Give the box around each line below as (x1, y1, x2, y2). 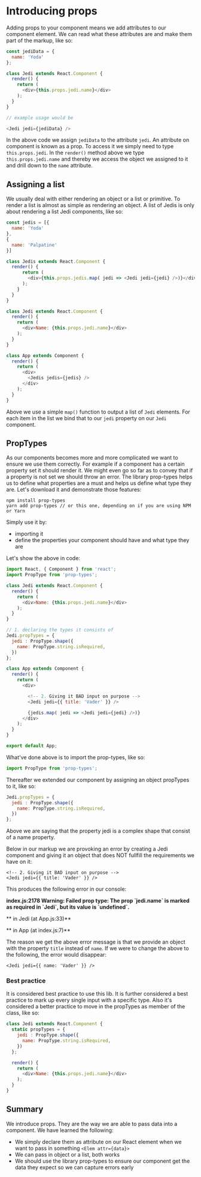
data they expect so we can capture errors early (14, 1163, 134, 1171)
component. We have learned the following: (6, 1127, 114, 1134)
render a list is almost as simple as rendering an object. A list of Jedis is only (6, 202, 194, 209)
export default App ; (6, 743, 58, 749)
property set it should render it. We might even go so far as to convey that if (6, 467, 193, 474)
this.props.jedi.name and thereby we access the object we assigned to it (6, 155, 188, 163)
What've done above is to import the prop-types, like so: (6, 753, 145, 760)
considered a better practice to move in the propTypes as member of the (6, 1003, 185, 1010)
